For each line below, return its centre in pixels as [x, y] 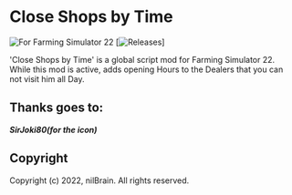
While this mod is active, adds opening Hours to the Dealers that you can [146, 69]
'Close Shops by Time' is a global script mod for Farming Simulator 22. [142, 59]
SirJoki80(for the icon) [53, 129]
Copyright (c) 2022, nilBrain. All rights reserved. [99, 180]
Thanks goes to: [57, 108]
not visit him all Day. [47, 78]
